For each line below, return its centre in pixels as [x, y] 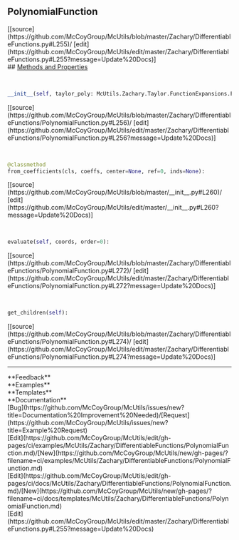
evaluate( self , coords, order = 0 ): [59, 242]
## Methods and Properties [48, 66]
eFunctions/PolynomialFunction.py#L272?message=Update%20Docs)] [112, 286]
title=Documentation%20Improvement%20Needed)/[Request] [99, 415]
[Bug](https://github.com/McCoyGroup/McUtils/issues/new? [96, 408]
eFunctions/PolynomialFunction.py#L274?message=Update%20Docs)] [111, 357]
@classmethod [27, 164]
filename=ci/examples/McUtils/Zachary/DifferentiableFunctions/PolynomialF [119, 461]
